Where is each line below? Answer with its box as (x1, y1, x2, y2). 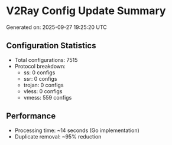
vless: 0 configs (23, 87, 63, 95)
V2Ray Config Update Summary (6, 4, 166, 18)
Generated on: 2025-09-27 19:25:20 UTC (6, 24, 108, 31)
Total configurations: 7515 (14, 56, 78, 63)
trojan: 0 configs (23, 81, 64, 88)
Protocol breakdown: (14, 62, 66, 70)
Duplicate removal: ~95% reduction (14, 133, 102, 140)
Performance (6, 111, 56, 121)
